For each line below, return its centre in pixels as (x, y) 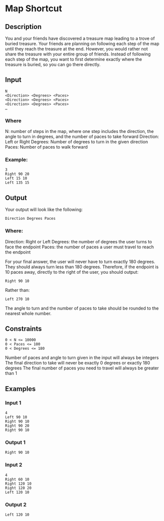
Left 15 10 (16, 179)
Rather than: (18, 290)
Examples (20, 389)
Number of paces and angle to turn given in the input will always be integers (82, 358)
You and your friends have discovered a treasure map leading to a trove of (80, 38)
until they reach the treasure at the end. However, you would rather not (77, 49)
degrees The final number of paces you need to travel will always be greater (82, 368)
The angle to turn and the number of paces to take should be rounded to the (82, 308)
